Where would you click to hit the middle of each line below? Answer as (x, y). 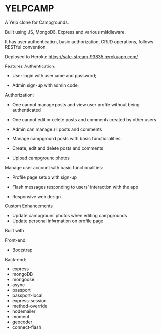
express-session (29, 300)
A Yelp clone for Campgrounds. (37, 22)
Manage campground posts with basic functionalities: (67, 138)
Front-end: (16, 240)
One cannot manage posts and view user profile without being (76, 104)
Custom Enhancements (29, 206)
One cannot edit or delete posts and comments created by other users (84, 119)
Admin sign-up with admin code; (46, 85)
